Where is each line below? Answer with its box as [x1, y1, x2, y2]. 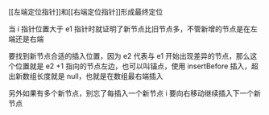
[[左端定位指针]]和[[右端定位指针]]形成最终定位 [8, 7, 163, 16]
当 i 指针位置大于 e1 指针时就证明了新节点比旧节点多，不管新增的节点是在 [8, 24, 251, 34]
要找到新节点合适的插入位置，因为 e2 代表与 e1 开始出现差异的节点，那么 [8, 51, 250, 60]
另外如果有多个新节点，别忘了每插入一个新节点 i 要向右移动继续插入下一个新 [8, 88, 262, 98]
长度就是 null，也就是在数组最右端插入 [35, 72, 163, 80]
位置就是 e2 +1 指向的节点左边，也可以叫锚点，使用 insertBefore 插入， [14, 61, 252, 71]
